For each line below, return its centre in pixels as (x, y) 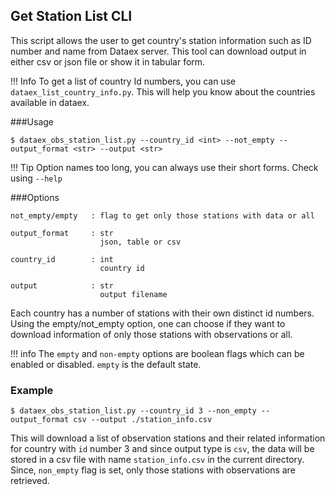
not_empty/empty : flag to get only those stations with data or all (162, 215)
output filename (133, 294)
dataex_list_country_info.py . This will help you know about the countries (163, 91)
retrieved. (30, 481)
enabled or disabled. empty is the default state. (106, 364)
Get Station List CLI (71, 16)
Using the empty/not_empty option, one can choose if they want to (148, 323)
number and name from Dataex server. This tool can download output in (158, 51)
